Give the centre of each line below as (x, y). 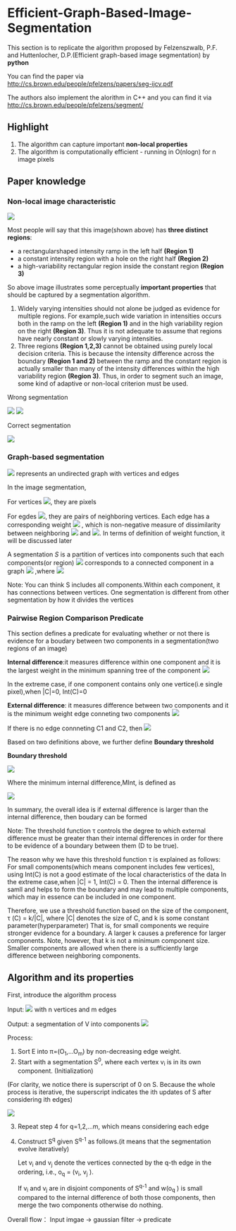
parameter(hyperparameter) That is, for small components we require (108, 926)
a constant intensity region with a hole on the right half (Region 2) (113, 258)
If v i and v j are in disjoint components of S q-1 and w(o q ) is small (110, 1189)
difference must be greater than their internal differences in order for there (115, 838)
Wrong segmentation (38, 398)
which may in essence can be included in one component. (92, 897)
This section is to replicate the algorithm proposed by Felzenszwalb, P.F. (112, 47)
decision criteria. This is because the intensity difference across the (116, 354)
